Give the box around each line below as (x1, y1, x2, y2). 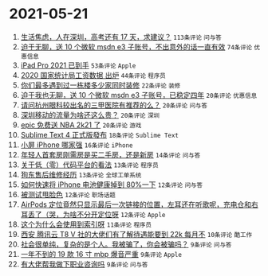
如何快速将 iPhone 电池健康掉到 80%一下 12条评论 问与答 (20, 180, 203, 189)
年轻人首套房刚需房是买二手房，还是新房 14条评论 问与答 (20, 150, 201, 159)
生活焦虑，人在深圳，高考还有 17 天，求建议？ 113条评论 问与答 (20, 32, 223, 41)
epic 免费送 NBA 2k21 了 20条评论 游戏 (20, 120, 142, 130)
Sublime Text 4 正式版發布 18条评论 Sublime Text (20, 130, 179, 139)
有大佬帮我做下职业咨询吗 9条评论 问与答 (20, 259, 148, 269)
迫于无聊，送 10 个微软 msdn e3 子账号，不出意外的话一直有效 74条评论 (20, 41, 253, 52)
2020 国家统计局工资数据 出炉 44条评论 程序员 (20, 70, 166, 80)
